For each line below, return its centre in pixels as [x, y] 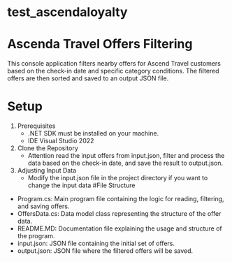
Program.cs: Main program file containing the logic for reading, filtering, [121, 199]
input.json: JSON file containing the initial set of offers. [96, 243]
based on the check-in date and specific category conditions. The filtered [113, 71]
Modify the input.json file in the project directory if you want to [118, 178]
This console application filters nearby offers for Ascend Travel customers [114, 64]
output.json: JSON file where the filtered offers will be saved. [105, 251]
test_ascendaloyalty [67, 12]
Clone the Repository [48, 148]
